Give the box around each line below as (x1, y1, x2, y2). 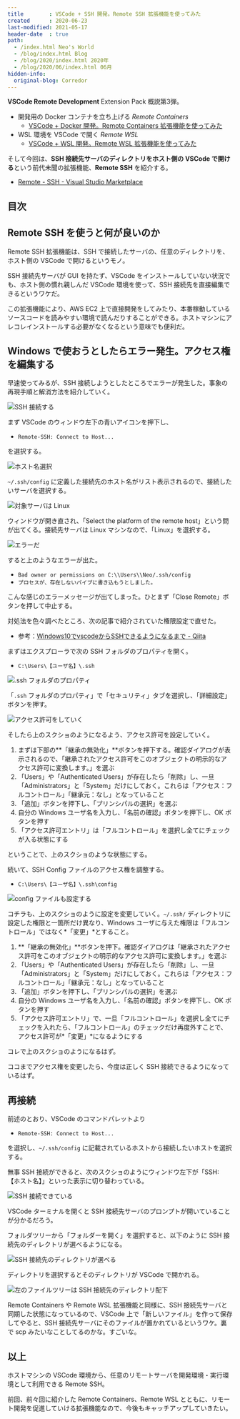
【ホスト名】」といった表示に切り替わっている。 (7, 1177, 149, 1185)
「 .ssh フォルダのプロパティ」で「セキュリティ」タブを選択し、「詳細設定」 (7, 691, 231, 700)
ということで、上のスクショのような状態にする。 (7, 850, 151, 859)
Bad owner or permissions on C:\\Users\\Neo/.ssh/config (17, 572, 191, 579)
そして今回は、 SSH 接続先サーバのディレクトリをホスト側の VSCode (7, 154, 211, 163)
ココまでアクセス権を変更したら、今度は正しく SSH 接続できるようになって (7, 1062, 230, 1071)
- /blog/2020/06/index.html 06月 (14, 64, 112, 71)
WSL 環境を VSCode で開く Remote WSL (17, 130, 139, 139)
